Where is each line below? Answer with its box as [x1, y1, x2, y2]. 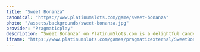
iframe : [6, 36, 26, 42]
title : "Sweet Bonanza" [6, 8, 65, 15]
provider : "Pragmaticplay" [6, 25, 73, 32]
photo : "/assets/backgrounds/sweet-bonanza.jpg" [6, 20, 129, 26]
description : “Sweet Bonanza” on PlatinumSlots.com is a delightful [6, 31, 180, 37]
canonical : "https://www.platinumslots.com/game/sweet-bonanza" [6, 14, 169, 20]
